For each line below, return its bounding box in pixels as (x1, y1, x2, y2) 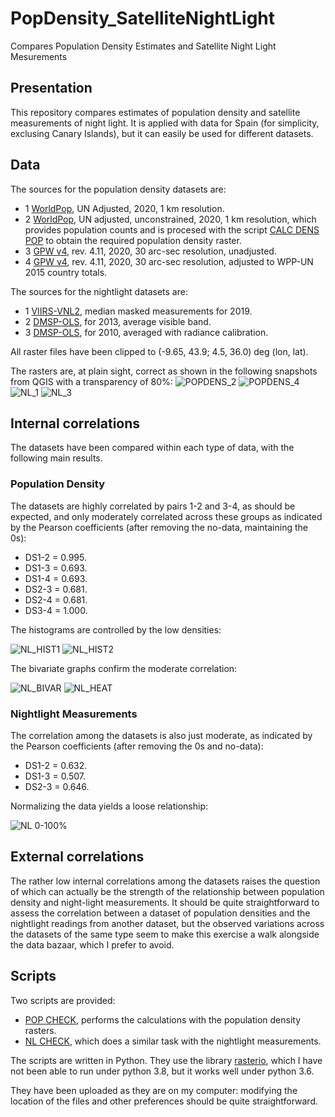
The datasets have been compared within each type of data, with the (10, 442, 295, 454)
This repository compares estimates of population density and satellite (10, 106, 301, 118)
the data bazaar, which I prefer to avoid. (10, 938, 175, 951)
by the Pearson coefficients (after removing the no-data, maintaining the (10, 521, 308, 533)
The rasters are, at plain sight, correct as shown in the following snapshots (10, 365, 318, 377)
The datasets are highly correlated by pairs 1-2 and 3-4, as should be (10, 500, 296, 512)
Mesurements (10, 50, 68, 62)
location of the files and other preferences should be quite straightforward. (10, 1095, 319, 1107)
